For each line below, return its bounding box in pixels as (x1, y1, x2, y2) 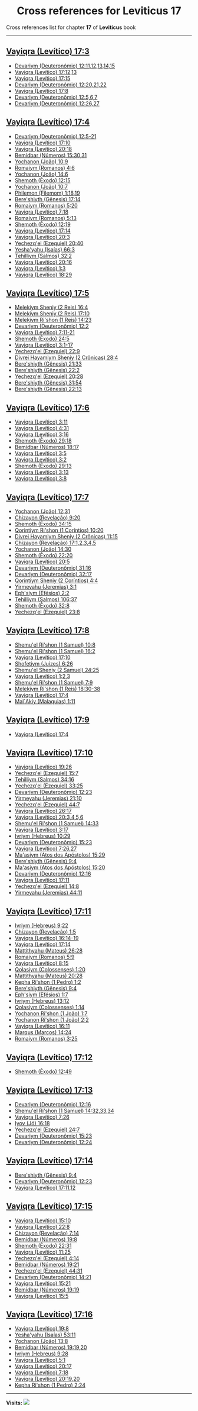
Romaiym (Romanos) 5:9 (14, 954, 75, 961)
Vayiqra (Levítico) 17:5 (6, 288, 90, 298)
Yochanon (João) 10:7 (14, 183, 68, 190)
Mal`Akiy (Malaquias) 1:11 (14, 698, 75, 705)
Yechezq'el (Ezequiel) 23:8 (14, 608, 81, 615)
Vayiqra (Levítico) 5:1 (14, 1357, 66, 1364)
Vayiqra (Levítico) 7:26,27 (14, 845, 77, 853)
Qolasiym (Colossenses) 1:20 (14, 966, 85, 973)
